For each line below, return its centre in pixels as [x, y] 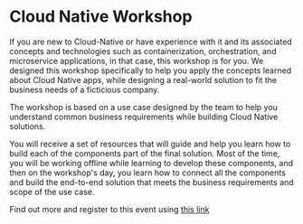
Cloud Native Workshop [101, 17]
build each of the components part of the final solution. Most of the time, [145, 153]
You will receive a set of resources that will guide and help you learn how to [150, 144]
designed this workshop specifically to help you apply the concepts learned [151, 70]
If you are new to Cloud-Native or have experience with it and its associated [151, 42]
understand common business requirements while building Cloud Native [144, 117]
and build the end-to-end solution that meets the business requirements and [151, 182]
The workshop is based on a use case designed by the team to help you [144, 107]
